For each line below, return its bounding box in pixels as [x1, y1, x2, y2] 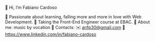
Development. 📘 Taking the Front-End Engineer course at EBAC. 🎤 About [5, 19, 150, 25]
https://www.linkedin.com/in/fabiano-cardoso [5, 31, 96, 37]
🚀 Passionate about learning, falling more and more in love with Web [5, 14, 142, 19]
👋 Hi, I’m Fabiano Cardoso [5, 5, 57, 10]
